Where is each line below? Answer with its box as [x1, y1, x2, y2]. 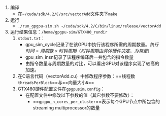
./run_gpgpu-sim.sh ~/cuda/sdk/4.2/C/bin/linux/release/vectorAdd [17, 24, 161, 29]
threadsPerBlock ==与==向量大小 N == [17, 80, 94, 85]
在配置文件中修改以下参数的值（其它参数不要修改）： [25, 92, 135, 98]
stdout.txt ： [17, 35, 46, 41]
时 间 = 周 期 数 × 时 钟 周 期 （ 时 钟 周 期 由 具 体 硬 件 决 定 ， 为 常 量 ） [25, 48, 152, 54]
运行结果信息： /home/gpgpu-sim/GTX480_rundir [10, 29, 108, 34]
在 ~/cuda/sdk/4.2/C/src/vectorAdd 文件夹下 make [17, 11, 118, 17]
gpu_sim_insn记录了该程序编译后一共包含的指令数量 [25, 54, 134, 60]
